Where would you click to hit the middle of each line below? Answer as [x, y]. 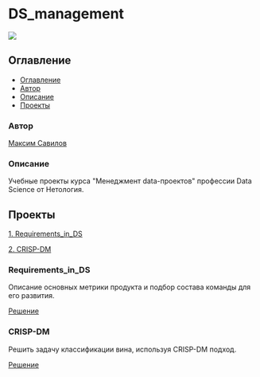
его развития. [31, 296]
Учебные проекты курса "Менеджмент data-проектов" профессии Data [130, 181]
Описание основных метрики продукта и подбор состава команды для [130, 287]
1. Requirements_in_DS [46, 234]
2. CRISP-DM [30, 249]
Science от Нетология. [46, 190]
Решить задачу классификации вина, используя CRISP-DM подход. [122, 349]
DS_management [66, 14]
